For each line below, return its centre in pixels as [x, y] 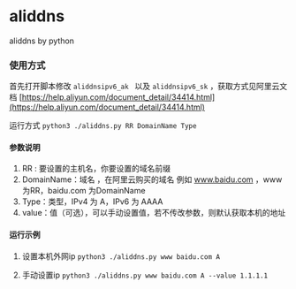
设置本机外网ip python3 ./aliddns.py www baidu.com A [121, 256]
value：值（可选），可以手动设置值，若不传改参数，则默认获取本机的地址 [154, 213]
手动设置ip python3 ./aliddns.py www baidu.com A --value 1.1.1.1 [144, 275]
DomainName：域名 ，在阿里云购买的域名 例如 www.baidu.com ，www [152, 179]
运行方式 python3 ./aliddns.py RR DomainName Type [103, 125]
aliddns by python [42, 41]
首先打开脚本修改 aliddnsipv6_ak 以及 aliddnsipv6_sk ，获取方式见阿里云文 [148, 87]
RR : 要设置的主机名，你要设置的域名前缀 [96, 169]
